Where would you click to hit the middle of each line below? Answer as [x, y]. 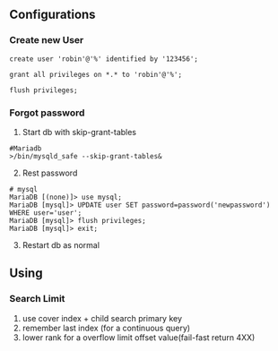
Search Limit [37, 299]
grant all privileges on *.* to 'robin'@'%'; [96, 74]
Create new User [47, 40]
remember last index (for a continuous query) [106, 328]
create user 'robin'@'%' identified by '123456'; [104, 59]
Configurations [52, 15]
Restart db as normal [61, 244]
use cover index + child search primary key [102, 318]
